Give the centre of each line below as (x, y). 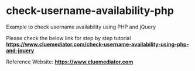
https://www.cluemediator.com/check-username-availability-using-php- (97, 44)
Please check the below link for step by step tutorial (69, 38)
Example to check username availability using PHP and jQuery (81, 27)
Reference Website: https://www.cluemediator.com (70, 62)
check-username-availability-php (90, 11)
